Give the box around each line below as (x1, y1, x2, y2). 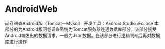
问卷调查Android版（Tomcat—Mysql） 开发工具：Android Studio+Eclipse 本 (5, 20, 159, 26)
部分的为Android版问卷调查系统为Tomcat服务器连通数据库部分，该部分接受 (5, 26, 157, 32)
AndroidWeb (5, 3, 58, 15)
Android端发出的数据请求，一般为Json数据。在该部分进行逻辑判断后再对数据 (5, 32, 160, 38)
